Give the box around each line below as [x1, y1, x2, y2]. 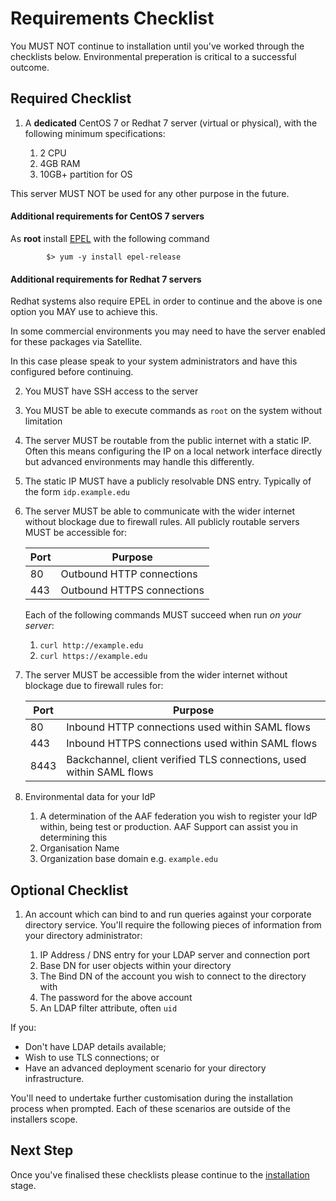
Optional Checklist [10, 882, 129, 899]
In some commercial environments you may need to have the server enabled [10, 325, 326, 337]
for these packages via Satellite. [10, 336, 143, 348]
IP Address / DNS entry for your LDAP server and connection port [39, 948, 311, 961]
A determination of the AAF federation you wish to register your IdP [39, 810, 318, 822]
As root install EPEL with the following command [10, 232, 210, 244]
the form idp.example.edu [24, 486, 131, 498]
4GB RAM [39, 157, 81, 169]
